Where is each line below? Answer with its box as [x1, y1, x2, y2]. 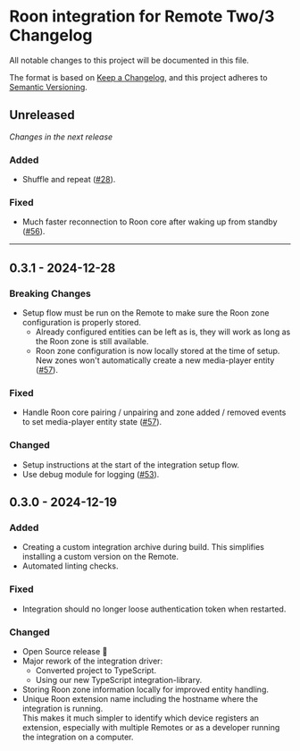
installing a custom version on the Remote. [21, 552, 179, 562]
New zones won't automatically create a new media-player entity [35, 355, 275, 366]
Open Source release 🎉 [21, 646, 108, 656]
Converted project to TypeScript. [35, 664, 157, 676]
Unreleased [9, 107, 76, 122]
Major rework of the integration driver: [21, 655, 163, 666]
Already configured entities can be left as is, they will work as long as [35, 326, 291, 337]
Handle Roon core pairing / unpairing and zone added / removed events [21, 407, 287, 418]
